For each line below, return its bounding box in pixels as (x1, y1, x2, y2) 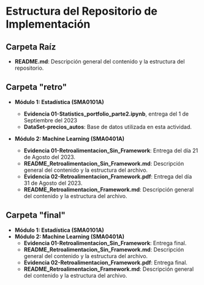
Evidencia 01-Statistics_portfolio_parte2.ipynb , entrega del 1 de (23, 110, 189, 117)
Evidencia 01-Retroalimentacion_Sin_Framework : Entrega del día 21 (23, 147, 198, 154)
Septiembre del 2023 (23, 116, 78, 124)
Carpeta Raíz (6, 42, 56, 52)
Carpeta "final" (6, 210, 66, 221)
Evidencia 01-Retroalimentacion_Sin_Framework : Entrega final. (23, 239, 187, 246)
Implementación (6, 17, 91, 31)
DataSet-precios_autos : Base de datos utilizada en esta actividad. (23, 123, 192, 130)
